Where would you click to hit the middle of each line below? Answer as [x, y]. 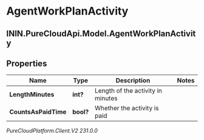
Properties [27, 63]
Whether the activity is [127, 108]
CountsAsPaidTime [38, 112]
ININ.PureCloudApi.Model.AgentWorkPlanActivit [101, 34]
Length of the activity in [129, 91]
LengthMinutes [32, 95]
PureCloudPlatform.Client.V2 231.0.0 [52, 131]
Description [133, 81]
